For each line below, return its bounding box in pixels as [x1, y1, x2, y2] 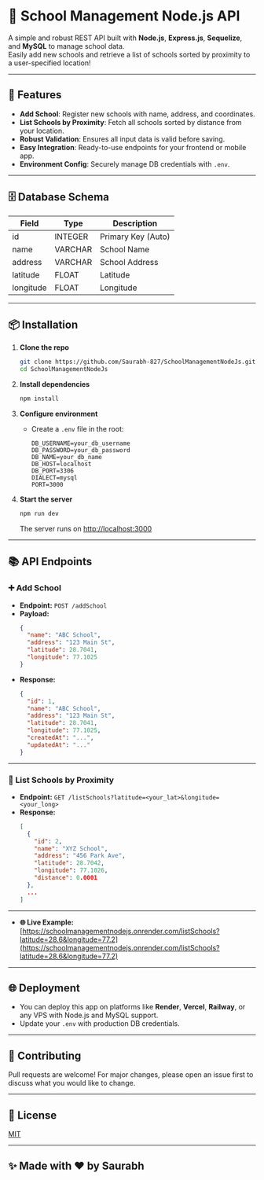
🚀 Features [8, 88, 62, 101]
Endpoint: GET [19, 792, 65, 801]
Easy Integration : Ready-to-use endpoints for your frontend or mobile [19, 142, 247, 152]
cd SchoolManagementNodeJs [19, 366, 108, 373]
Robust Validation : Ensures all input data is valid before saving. [19, 134, 225, 144]
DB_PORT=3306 [31, 467, 75, 475]
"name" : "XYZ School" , [34, 844, 108, 852]
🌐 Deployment [8, 982, 80, 994]
